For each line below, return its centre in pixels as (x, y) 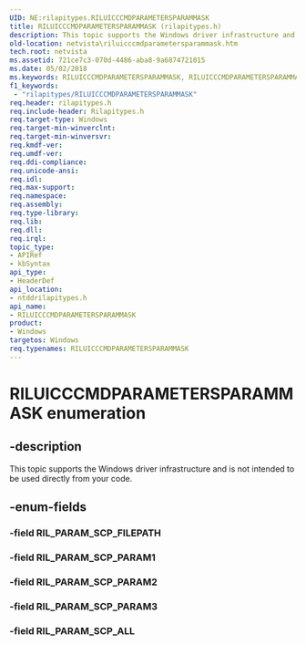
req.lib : (26, 221)
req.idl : (26, 179)
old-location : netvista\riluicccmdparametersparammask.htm (124, 43)
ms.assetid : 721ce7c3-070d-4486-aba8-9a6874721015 (107, 60)
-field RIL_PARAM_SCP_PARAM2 (83, 582)
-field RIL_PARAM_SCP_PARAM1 (83, 557)
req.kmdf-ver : (36, 145)
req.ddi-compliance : (49, 162)
